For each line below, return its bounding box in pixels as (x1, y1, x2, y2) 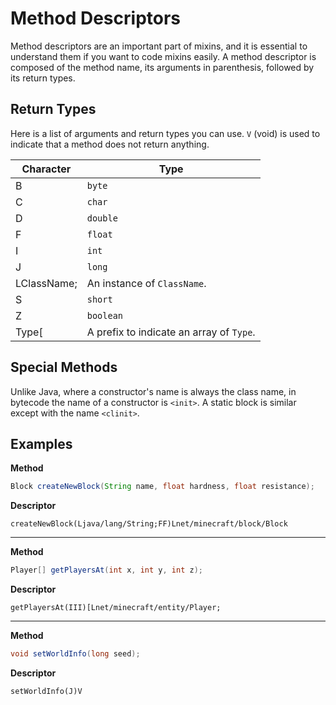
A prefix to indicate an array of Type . (86, 325, 256, 339)
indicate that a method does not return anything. (10, 138, 210, 150)
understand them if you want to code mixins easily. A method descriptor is (10, 50, 317, 62)
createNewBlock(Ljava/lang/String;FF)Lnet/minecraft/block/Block (10, 519, 288, 529)
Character (21, 162, 72, 176)
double (86, 212, 118, 224)
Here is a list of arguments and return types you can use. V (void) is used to (10, 127, 321, 139)
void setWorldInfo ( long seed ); (10, 649, 141, 659)
